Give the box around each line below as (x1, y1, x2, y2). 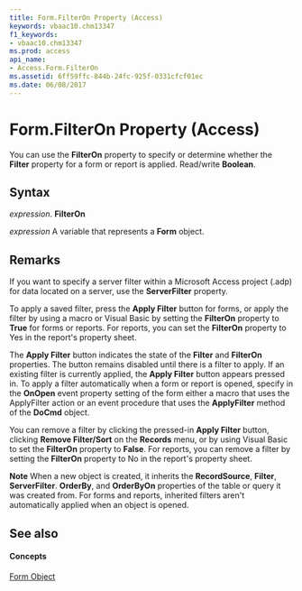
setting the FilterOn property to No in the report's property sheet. (9, 453, 252, 465)
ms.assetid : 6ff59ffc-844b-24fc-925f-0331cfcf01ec (9, 72, 204, 81)
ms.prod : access (9, 47, 70, 56)
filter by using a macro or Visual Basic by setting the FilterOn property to (9, 313, 279, 324)
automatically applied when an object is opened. (9, 500, 189, 511)
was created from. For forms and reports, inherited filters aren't (9, 490, 245, 501)
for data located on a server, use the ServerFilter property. (9, 286, 228, 297)
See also (9, 525, 59, 541)
